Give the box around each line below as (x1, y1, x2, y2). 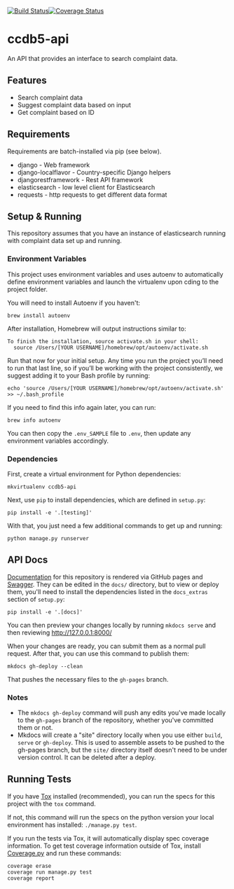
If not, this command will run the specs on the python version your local (7, 813, 214, 821)
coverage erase (7, 862, 52, 869)
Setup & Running (7, 210, 82, 222)
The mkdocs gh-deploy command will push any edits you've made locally (17, 708, 226, 717)
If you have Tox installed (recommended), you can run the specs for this (7, 792, 215, 800)
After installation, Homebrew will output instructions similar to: (7, 324, 187, 333)
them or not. (17, 724, 53, 732)
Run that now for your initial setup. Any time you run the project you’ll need (7, 356, 223, 364)
